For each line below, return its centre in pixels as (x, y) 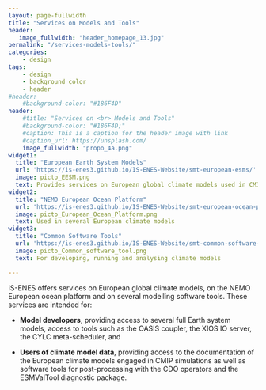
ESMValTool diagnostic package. (73, 377)
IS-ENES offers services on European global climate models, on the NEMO (129, 288)
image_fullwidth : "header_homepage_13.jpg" (91, 38)
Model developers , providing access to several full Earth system (125, 320)
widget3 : (23, 229)
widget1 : (23, 155)
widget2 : (23, 192)
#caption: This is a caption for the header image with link (125, 133)
